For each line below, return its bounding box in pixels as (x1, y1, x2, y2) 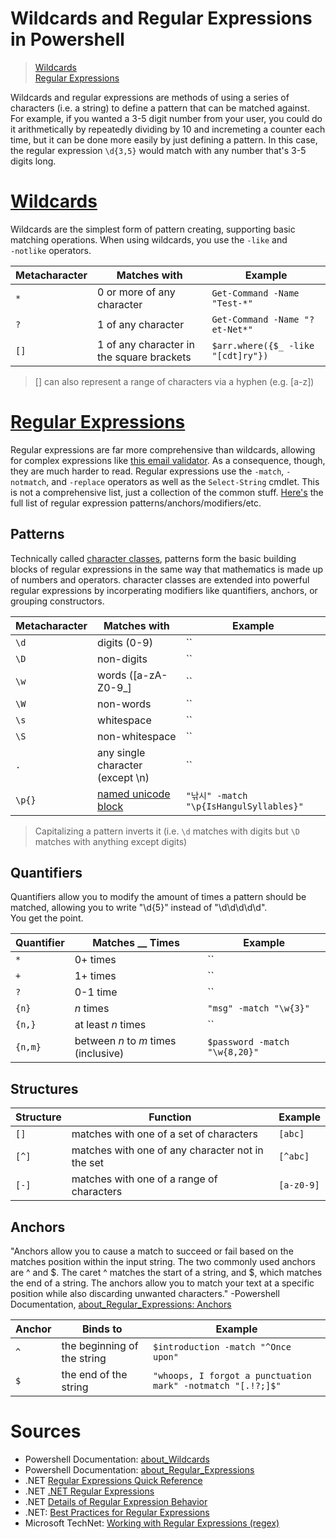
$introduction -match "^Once (153, 1342, 292, 1353)
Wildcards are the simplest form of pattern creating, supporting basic (10, 223, 296, 235)
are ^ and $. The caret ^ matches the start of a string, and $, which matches (10, 1267, 323, 1279)
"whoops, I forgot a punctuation (153, 1370, 312, 1382)
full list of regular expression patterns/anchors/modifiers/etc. (10, 497, 262, 509)
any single (97, 745, 146, 759)
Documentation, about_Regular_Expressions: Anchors (10, 1298, 232, 1311)
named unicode (97, 787, 171, 801)
